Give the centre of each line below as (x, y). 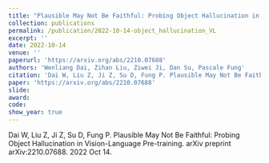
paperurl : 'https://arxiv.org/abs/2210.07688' (87, 61)
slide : (19, 90)
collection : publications (51, 23)
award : (19, 97)
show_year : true (35, 113)
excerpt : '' (28, 38)
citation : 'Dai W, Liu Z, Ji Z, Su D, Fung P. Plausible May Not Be (125, 75)
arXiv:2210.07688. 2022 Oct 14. (60, 152)
